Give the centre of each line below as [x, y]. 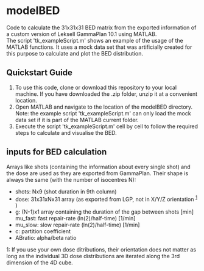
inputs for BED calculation [57, 152]
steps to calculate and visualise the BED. [66, 132]
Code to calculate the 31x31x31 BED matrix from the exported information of [101, 27]
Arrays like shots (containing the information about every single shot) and [98, 167]
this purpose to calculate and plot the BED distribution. [75, 53]
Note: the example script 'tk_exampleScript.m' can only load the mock [103, 113]
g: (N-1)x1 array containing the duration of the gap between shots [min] [104, 212]
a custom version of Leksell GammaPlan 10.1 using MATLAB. [82, 34]
